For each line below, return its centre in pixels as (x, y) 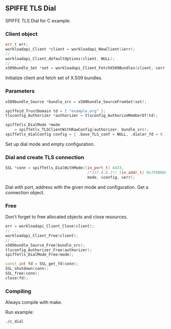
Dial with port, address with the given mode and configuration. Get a (77, 187)
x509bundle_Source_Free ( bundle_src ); (45, 245)
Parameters (20, 91)
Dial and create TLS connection (45, 157)
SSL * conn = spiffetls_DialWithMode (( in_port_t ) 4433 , (65, 168)
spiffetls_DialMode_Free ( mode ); (39, 255)
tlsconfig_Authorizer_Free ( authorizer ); (49, 250)
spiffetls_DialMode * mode (33, 125)
